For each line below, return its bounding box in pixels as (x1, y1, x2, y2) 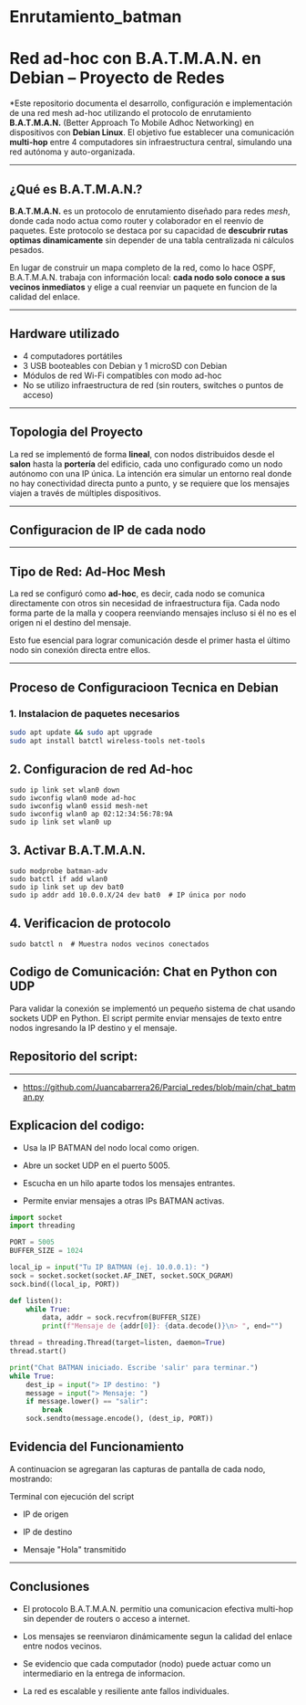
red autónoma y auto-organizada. (9, 146, 136, 157)
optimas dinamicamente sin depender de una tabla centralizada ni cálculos (9, 235, 294, 246)
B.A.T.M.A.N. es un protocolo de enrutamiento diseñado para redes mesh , (9, 205, 291, 216)
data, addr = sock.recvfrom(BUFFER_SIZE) (42, 1313, 202, 1322)
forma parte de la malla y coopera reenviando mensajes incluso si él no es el (9, 607, 297, 618)
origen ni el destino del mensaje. (9, 617, 132, 628)
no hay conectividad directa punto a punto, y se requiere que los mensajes (9, 478, 290, 489)
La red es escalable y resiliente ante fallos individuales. (22, 1685, 229, 1696)
